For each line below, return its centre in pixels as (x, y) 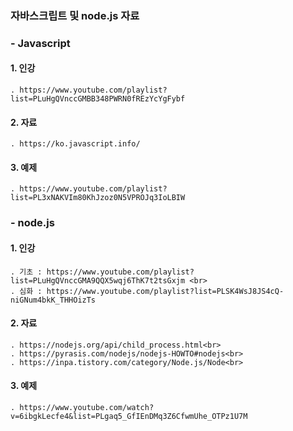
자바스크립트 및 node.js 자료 (75, 15)
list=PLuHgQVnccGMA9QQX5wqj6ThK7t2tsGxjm (98, 280)
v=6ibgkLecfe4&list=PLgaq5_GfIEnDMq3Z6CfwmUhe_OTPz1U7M (129, 416)
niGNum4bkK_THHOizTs (53, 300)
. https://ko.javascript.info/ (75, 144)
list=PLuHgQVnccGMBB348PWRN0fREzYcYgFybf (98, 99)
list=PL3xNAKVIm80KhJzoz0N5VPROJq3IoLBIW (98, 198)
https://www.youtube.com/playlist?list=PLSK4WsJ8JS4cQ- (165, 291)
